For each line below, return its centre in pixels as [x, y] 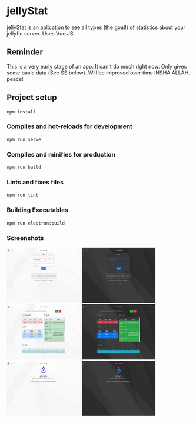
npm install [21, 112]
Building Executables [37, 210]
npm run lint [23, 195]
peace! [15, 79]
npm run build [24, 168]
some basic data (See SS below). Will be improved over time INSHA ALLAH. [98, 73]
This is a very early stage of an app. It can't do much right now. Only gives [97, 66]
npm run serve [24, 139]
